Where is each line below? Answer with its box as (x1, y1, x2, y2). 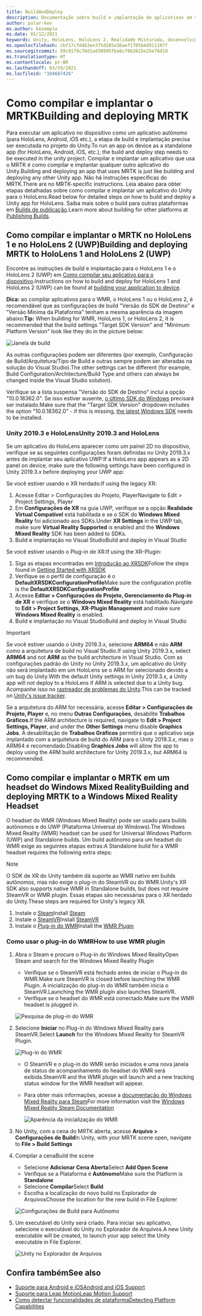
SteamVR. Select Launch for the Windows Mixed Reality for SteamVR (14, 1031, 185, 1038)
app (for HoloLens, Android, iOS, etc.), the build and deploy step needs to (6, 148, 188, 156)
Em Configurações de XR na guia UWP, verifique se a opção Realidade (14, 505, 193, 512)
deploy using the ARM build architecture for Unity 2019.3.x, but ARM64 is (6, 749, 188, 756)
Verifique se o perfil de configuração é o (14, 573, 115, 580)
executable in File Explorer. (14, 1238, 82, 1245)
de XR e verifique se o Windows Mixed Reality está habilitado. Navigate (14, 598, 194, 606)
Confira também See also (6, 1267, 101, 1278)
